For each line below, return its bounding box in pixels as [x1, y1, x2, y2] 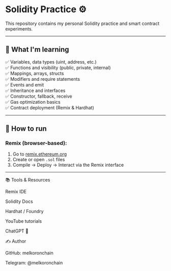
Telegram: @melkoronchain [5, 260, 63, 266]
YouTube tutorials [5, 218, 42, 224]
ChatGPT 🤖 [5, 228, 29, 234]
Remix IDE [5, 189, 27, 195]
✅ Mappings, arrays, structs [5, 70, 64, 76]
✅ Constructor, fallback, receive [5, 93, 72, 99]
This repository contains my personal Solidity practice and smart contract [5, 20, 160, 26]
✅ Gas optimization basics [5, 99, 61, 105]
